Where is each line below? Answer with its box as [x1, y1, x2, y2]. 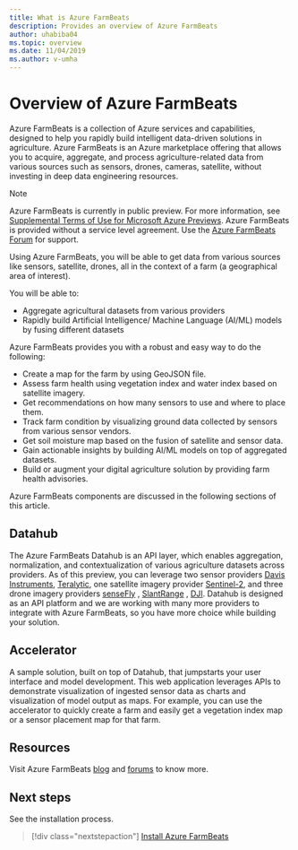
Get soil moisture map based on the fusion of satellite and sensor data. [21, 435, 284, 446]
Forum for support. [9, 234, 79, 245]
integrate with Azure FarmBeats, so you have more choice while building [9, 607, 277, 618]
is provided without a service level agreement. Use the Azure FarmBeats [9, 224, 276, 235]
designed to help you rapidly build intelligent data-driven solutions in [9, 132, 262, 143]
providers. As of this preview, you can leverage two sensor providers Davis [9, 568, 285, 579]
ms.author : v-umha [9, 55, 78, 64]
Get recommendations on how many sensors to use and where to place [21, 396, 286, 408]
